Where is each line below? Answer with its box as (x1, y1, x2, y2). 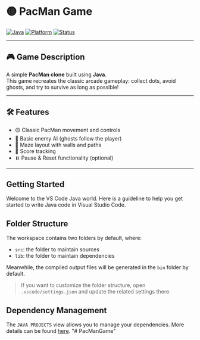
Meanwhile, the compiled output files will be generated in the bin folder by (6, 264, 189, 271)
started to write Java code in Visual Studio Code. (6, 201, 126, 208)
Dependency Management (6, 305, 107, 316)
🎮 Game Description (6, 52, 85, 63)
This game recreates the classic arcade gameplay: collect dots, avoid (6, 77, 176, 84)
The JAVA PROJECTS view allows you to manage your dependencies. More (6, 321, 185, 328)
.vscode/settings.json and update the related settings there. (20, 288, 171, 295)
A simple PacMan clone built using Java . (6, 71, 107, 78)
